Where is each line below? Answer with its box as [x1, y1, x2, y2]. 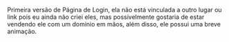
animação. [7, 27, 37, 35]
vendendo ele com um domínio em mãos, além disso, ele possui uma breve [7, 20, 221, 28]
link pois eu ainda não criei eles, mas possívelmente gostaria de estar [7, 13, 205, 21]
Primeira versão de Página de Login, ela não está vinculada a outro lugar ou [7, 6, 222, 14]
